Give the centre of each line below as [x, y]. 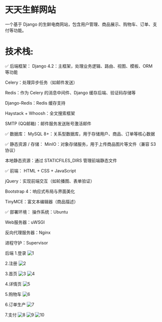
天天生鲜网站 [31, 10]
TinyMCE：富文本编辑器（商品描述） [42, 201]
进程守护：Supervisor [27, 243]
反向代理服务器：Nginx [28, 232]
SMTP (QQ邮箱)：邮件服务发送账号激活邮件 [48, 123]
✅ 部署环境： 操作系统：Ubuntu [37, 212]
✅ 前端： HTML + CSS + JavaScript [41, 170]
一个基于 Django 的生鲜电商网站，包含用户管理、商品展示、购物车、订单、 [79, 24]
